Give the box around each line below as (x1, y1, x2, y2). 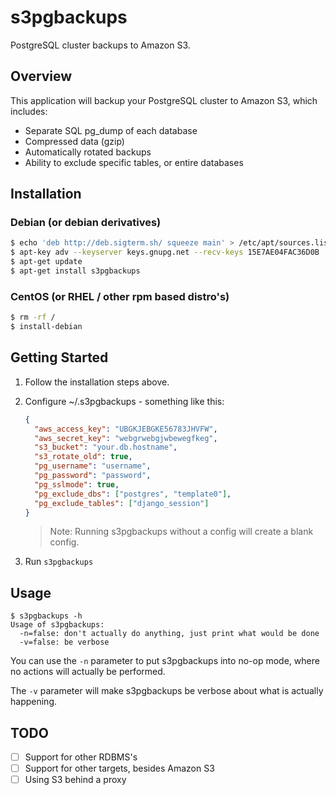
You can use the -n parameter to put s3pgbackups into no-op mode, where (10, 655, 320, 667)
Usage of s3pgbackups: (10, 620, 105, 630)
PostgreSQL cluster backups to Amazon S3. (10, 39, 191, 51)
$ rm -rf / (10, 312, 56, 323)
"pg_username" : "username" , (34, 461, 152, 471)
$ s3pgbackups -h (10, 611, 83, 621)
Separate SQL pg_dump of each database (24, 124, 198, 136)
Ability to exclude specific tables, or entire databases (24, 156, 244, 168)
